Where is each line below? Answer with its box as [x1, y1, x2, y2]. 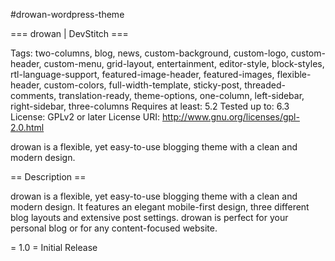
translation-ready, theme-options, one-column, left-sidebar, [58, 90, 305, 101]
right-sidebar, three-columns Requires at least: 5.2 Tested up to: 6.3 [10, 100, 290, 112]
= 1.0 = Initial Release [10, 242, 98, 253]
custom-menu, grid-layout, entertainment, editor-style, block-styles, [43, 58, 325, 69]
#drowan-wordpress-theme [10, 9, 125, 20]
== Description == [10, 171, 87, 183]
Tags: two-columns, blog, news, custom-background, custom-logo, [10, 47, 289, 59]
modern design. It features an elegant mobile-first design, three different [10, 201, 310, 213]
